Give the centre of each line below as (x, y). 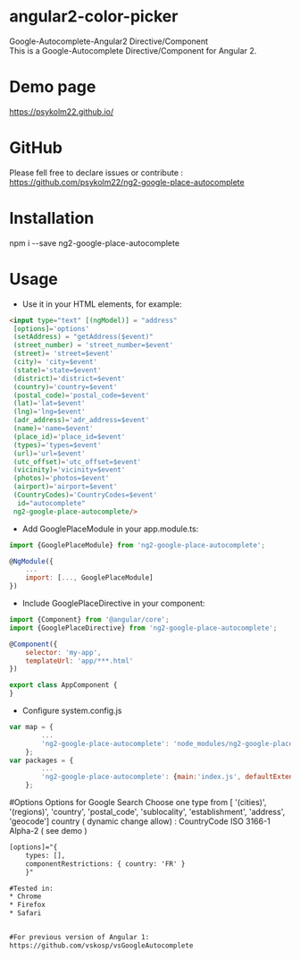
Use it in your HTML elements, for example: (102, 304)
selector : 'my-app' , (63, 652)
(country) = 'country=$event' (65, 386)
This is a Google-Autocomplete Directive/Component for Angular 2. (133, 50)
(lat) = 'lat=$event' (50, 403)
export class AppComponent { (63, 685)
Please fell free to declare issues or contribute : (96, 173)
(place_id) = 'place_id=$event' (69, 437)
